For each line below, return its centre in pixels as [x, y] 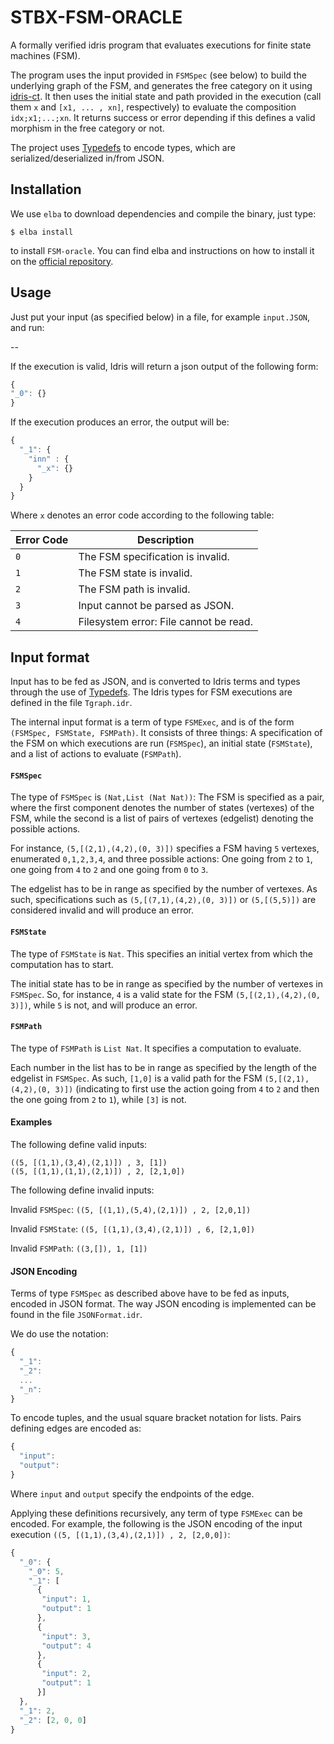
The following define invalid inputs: [82, 1190]
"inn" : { [49, 459]
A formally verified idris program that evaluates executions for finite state [161, 45]
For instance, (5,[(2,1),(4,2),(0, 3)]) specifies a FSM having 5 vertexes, [165, 848]
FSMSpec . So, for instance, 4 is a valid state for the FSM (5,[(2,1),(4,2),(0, [165, 994]
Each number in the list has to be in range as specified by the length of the [163, 1067]
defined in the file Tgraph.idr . [71, 703]
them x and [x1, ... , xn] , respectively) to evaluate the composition [153, 107]
